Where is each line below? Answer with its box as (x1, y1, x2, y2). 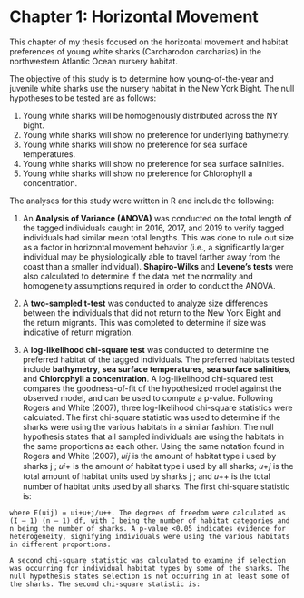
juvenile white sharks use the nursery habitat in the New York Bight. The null (9, 83, 295, 93)
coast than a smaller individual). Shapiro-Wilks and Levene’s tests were (22, 260, 294, 271)
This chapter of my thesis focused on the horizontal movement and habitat (9, 36, 289, 47)
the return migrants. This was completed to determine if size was (22, 317, 266, 328)
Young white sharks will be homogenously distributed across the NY (22, 110, 279, 121)
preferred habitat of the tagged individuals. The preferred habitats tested (22, 354, 295, 365)
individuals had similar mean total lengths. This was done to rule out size (22, 231, 295, 242)
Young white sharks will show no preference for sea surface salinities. (22, 158, 285, 169)
